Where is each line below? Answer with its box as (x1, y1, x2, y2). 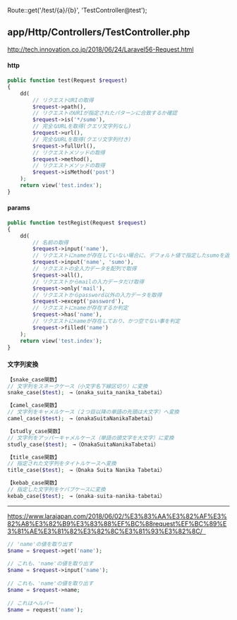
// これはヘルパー (7, 600, 54, 607)
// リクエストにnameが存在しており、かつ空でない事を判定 (32, 317, 181, 325)
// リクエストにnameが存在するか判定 (32, 305, 128, 312)
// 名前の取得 (32, 239, 69, 246)
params (7, 204, 30, 212)
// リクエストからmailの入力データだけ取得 (32, 278, 145, 285)
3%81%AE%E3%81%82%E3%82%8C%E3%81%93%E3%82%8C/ (7, 527, 203, 535)
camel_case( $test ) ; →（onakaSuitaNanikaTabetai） (7, 415, 157, 423)
